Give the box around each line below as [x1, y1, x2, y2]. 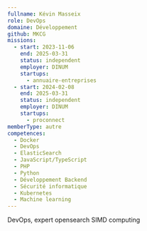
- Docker [13, 136, 40, 143]
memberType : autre [7, 123, 62, 130]
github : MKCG [7, 30, 46, 38]
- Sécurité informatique [13, 183, 87, 190]
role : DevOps [7, 17, 46, 24]
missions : [7, 37, 37, 44]
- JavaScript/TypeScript [13, 156, 87, 164]
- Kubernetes [13, 190, 53, 197]
